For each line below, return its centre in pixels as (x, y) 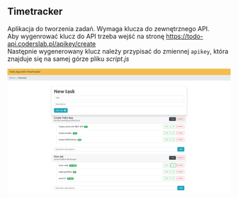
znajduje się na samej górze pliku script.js (68, 59)
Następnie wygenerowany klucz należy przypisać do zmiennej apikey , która (118, 51)
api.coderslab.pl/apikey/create (52, 43)
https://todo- (185, 36)
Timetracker (35, 12)
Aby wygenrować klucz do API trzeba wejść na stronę (86, 36)
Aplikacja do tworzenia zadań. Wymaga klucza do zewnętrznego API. (109, 28)
